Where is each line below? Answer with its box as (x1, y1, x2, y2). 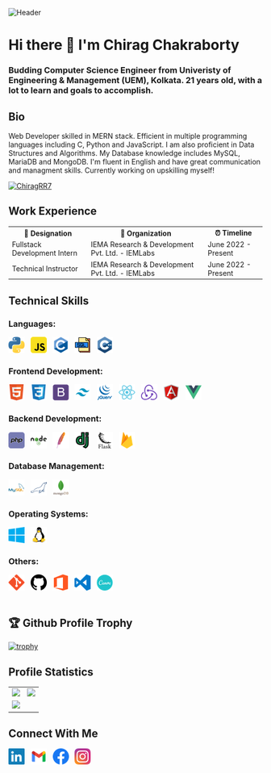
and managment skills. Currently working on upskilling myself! (8, 165, 215, 175)
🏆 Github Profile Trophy (8, 616, 133, 629)
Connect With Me (8, 726, 98, 740)
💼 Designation (23, 228, 73, 238)
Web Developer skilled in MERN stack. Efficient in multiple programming (8, 131, 248, 140)
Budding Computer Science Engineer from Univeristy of (8, 65, 231, 76)
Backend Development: (8, 413, 102, 424)
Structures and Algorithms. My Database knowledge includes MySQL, (8, 148, 240, 157)
